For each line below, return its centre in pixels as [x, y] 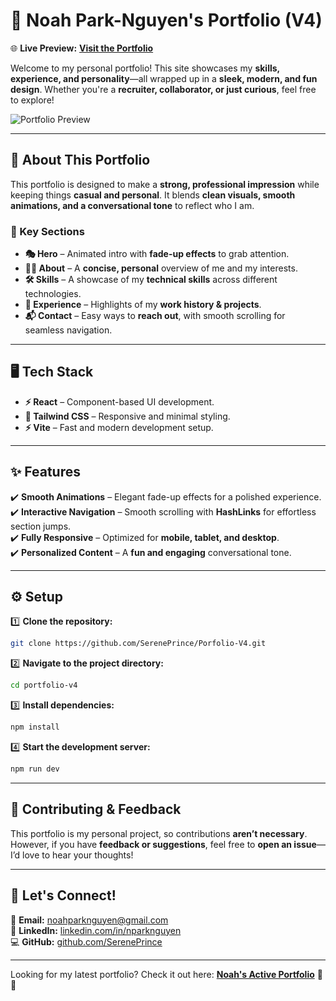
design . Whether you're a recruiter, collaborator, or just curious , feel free [163, 89]
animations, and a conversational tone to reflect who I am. [132, 205]
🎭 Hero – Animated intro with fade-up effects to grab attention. [157, 254]
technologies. [53, 294]
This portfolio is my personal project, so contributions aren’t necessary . [159, 833]
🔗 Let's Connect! [63, 895]
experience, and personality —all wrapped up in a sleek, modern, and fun [164, 78]
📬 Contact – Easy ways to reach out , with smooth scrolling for [155, 316]
